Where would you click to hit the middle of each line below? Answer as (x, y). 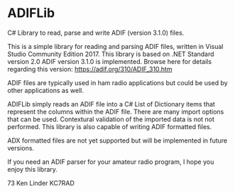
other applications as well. (45, 90)
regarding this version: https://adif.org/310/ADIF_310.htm (90, 69)
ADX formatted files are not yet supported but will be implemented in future (117, 140)
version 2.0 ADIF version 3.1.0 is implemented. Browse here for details (109, 61)
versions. (21, 148)
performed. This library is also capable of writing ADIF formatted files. (110, 126)
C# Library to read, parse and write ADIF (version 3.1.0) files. (96, 33)
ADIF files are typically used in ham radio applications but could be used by (118, 82)
